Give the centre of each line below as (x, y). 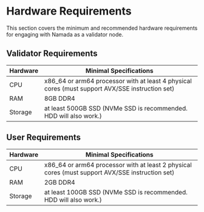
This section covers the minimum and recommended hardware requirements (102, 28)
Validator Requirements (52, 54)
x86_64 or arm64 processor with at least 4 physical (118, 81)
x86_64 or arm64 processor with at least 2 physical (118, 165)
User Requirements (43, 138)
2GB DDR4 (59, 182)
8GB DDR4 (59, 98)
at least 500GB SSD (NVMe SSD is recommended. (116, 108)
